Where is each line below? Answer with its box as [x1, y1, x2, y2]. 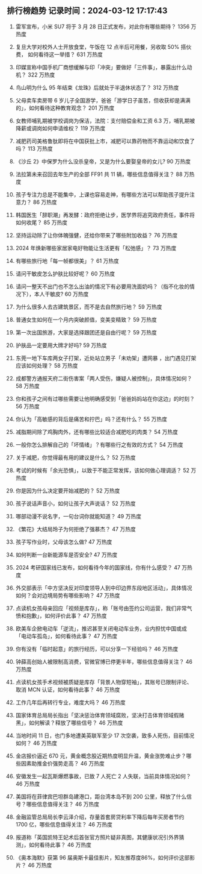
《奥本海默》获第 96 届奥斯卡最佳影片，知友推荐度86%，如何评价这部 [15, 854, 190, 861]
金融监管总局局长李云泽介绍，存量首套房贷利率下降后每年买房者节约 [15, 813, 185, 820]
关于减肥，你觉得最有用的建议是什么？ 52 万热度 [15, 454, 136, 461]
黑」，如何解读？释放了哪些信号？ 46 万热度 [15, 719, 123, 726]
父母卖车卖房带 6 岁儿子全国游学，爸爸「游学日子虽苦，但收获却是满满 [15, 96, 191, 104]
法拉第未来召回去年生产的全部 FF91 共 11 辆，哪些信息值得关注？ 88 [15, 171, 183, 178]
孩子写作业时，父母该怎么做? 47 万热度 [15, 538, 112, 545]
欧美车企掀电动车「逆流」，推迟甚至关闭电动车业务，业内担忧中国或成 [15, 624, 187, 632]
